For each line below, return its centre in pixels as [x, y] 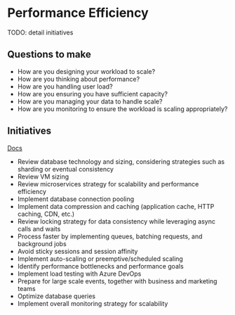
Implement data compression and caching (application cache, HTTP [116, 206]
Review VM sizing [43, 176]
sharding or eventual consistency [65, 169]
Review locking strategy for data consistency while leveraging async [116, 221]
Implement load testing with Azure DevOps [79, 274]
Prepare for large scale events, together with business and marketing [117, 281]
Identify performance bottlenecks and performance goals [100, 266]
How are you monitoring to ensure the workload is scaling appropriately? [122, 109]
